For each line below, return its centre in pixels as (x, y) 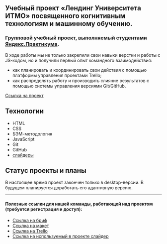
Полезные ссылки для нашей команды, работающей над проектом (79, 204)
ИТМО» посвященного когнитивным (65, 16)
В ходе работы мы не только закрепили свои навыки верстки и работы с (83, 55)
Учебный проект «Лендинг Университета (73, 8)
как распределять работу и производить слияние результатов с (81, 80)
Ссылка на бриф (30, 220)
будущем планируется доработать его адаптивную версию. (69, 188)
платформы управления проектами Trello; (57, 75)
